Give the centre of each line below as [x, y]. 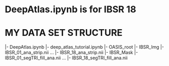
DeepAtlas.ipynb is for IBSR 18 [71, 9]
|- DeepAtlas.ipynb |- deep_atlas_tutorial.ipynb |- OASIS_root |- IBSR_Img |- [85, 47]
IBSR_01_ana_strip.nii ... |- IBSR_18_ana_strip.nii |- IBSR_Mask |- [71, 53]
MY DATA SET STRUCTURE [64, 33]
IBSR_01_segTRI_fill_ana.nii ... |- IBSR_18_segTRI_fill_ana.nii [66, 58]
